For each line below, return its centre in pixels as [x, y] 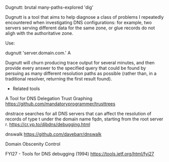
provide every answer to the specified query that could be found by [76, 68]
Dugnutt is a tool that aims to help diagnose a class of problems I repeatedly [85, 17]
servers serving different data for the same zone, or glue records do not [80, 28]
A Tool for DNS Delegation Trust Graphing [49, 98]
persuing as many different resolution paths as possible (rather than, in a [81, 73]
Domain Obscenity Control [33, 144]
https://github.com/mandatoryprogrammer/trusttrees [60, 104]
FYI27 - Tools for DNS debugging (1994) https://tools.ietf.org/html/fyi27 [80, 154]
